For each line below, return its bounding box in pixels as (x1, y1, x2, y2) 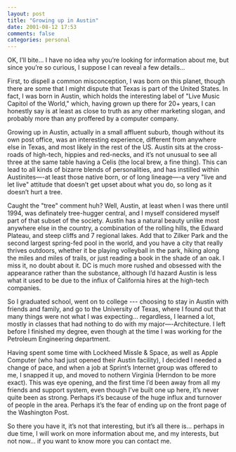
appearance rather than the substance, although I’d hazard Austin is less (7, 269, 218, 277)
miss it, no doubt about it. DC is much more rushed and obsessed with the (7, 261, 222, 270)
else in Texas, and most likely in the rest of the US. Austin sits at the (7, 143, 204, 151)
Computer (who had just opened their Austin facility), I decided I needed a (7, 356, 222, 365)
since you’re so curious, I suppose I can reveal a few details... (7, 63, 185, 72)
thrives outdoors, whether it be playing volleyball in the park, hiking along (7, 246, 220, 255)
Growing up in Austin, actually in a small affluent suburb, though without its (7, 128, 225, 137)
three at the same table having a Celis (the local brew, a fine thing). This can (7, 158, 228, 166)
